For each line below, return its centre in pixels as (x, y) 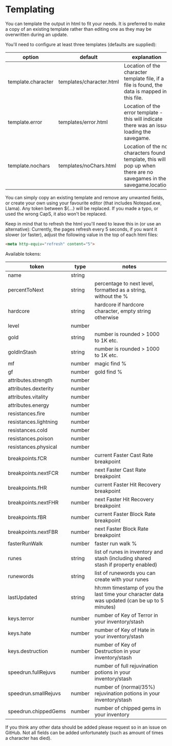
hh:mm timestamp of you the (129, 588)
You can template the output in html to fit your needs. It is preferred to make (85, 24)
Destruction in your (117, 651)
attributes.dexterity (31, 388)
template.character (31, 81)
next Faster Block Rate (121, 529)
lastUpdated (23, 597)
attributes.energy (29, 405)
